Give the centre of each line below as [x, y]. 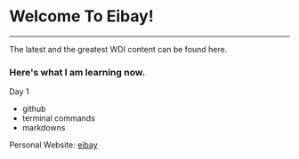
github [34, 109]
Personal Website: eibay [53, 145]
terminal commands [59, 118]
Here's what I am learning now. [77, 72]
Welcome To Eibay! [81, 16]
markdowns [44, 128]
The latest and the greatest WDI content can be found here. [118, 49]
